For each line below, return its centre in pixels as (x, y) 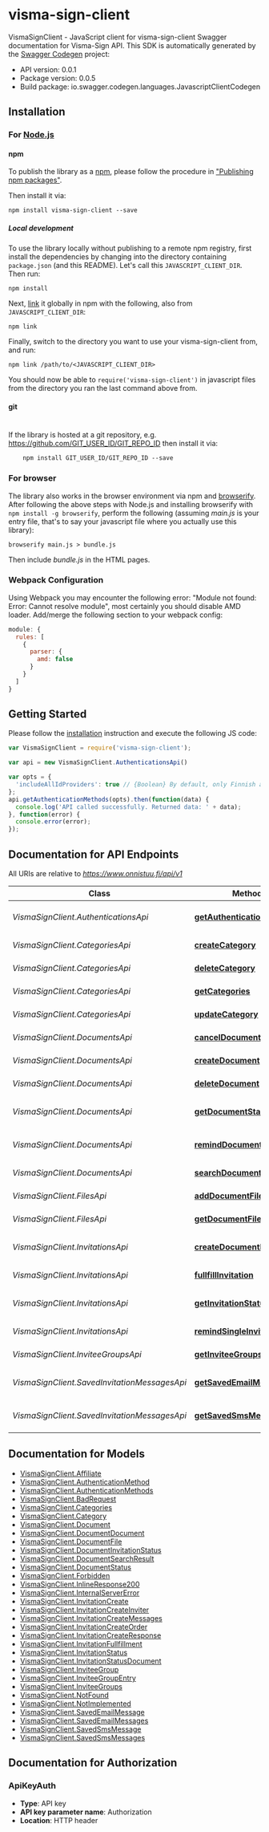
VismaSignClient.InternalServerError (80, 1592)
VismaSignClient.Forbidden (65, 1575)
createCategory (225, 945)
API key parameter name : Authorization (86, 1812)
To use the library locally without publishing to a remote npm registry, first (130, 248)
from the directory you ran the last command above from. (103, 388)
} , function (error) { (44, 814)
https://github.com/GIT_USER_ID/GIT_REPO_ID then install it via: (113, 444)
